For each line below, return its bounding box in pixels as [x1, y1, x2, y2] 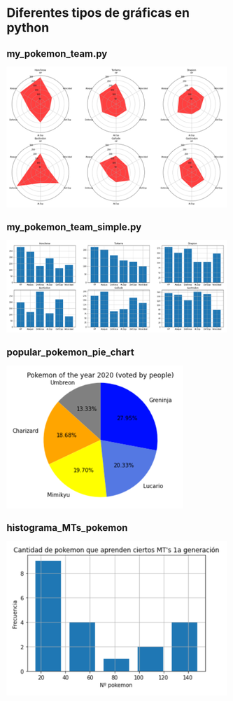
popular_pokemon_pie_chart [6, 347, 134, 359]
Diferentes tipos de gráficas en [6, 5, 190, 21]
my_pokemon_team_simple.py [6, 221, 142, 233]
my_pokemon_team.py [6, 48, 108, 60]
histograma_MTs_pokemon [6, 522, 128, 534]
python [6, 20, 50, 36]
